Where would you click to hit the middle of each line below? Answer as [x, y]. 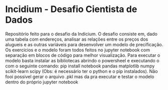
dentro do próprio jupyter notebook [42, 82]
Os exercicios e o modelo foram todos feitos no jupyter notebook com [77, 50]
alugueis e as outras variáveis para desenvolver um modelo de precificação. [84, 44]
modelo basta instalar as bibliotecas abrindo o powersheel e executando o [82, 60]
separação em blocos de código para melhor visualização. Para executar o [83, 55]
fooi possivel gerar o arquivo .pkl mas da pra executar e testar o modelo [80, 76]
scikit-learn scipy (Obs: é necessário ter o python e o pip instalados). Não [81, 71]
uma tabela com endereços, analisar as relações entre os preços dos [77, 39]
